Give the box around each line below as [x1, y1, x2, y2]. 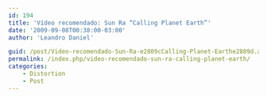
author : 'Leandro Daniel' [8, 33, 94, 42]
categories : [8, 62, 48, 71]
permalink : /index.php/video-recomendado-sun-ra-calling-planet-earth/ [8, 55, 250, 63]
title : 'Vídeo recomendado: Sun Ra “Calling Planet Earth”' [8, 19, 212, 27]
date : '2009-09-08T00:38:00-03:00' [8, 26, 126, 34]
